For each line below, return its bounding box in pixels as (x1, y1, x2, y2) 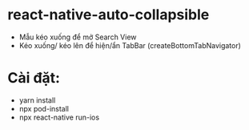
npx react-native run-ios (18, 112, 100, 122)
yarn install (18, 95, 56, 105)
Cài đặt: (7, 69, 61, 87)
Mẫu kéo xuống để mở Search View (18, 32, 137, 42)
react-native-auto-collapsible (7, 6, 210, 24)
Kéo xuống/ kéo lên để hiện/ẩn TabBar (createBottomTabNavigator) (18, 40, 242, 50)
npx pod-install (18, 104, 70, 113)
